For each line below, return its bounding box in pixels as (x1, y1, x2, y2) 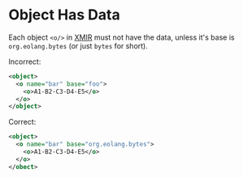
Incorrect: (8, 57, 41, 66)
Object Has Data (8, 6, 120, 24)
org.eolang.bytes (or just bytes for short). (8, 40, 149, 50)
